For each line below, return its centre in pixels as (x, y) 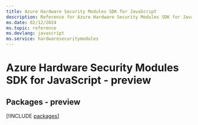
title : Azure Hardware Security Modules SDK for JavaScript (82, 11)
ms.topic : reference (32, 28)
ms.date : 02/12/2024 (32, 22)
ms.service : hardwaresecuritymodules (52, 39)
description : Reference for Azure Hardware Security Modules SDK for (93, 17)
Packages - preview (43, 102)
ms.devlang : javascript (35, 33)
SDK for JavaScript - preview (79, 80)
